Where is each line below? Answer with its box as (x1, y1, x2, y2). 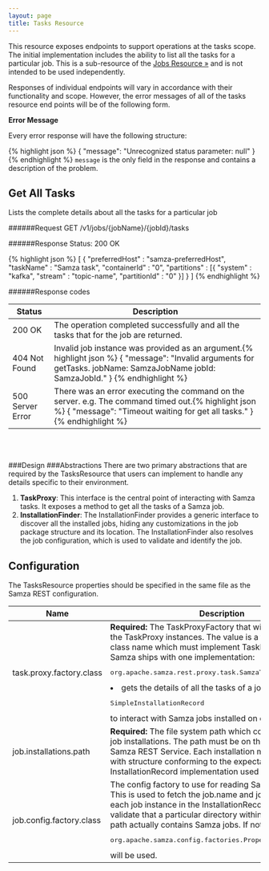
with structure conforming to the (110, 756, 232, 767)
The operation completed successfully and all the (54, 320, 240, 331)
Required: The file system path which (110, 726, 251, 737)
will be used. (110, 850, 158, 861)
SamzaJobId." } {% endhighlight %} (54, 372, 188, 384)
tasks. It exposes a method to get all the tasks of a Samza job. (19, 502, 225, 511)
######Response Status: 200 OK (8, 238, 120, 249)
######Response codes (8, 287, 90, 297)
